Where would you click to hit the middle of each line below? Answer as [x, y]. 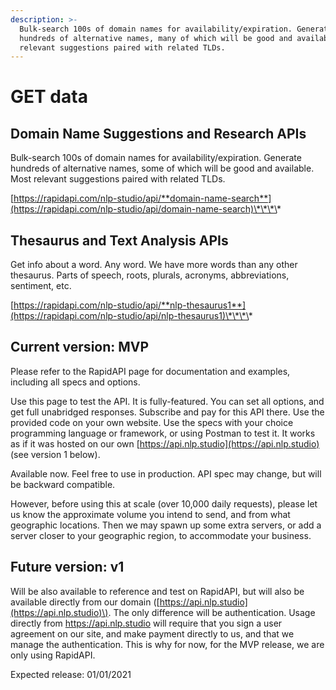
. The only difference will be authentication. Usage [212, 612]
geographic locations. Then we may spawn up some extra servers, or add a [166, 525]
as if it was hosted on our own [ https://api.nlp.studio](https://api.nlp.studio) [165, 443]
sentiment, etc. [41, 286]
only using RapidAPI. [53, 655]
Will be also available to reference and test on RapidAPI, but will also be [157, 591]
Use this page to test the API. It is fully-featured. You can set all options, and [167, 401]
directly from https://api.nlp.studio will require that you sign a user [146, 623]
